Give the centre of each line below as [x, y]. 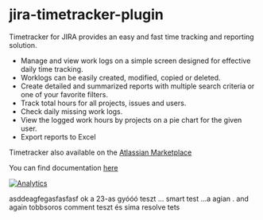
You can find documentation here [64, 167]
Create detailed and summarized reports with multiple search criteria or [137, 86]
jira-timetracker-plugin [86, 15]
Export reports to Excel [58, 136]
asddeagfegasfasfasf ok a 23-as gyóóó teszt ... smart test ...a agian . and [129, 198]
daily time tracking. [52, 69]
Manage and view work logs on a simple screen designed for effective [135, 61]
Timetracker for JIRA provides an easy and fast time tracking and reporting [131, 37]
